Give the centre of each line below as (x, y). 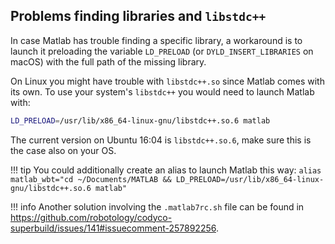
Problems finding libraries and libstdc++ (138, 16)
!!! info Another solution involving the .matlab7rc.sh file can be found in (157, 206)
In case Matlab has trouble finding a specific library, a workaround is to (156, 40)
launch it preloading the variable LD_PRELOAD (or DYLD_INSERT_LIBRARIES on (162, 51)
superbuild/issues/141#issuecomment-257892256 (113, 228)
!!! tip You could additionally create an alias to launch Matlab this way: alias (166, 170)
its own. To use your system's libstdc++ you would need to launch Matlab (162, 91)
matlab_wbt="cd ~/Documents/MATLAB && (91, 179)
